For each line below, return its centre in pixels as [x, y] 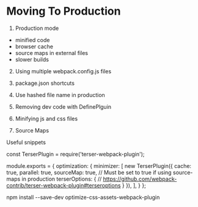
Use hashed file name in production [60, 95]
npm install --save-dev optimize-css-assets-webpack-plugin [83, 197]
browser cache [34, 46]
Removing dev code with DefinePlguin [63, 107]
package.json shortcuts [45, 83]
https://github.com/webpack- [140, 179]
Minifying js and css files [46, 118]
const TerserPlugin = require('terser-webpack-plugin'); [75, 154]
